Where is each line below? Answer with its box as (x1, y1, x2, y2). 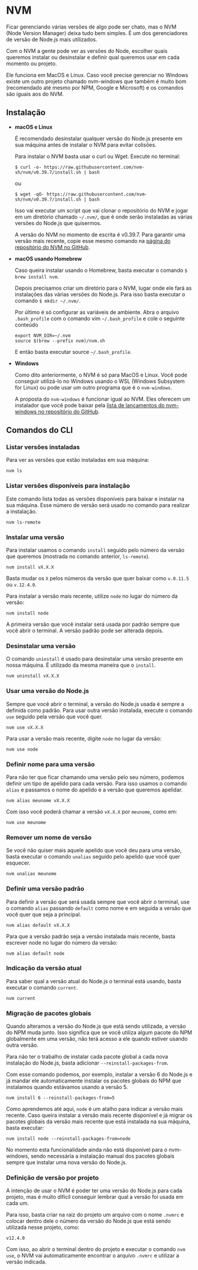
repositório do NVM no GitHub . (14, 243, 90, 251)
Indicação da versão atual (6, 964, 82, 973)
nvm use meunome (6, 819, 46, 825)
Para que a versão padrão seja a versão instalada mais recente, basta (6, 933, 176, 940)
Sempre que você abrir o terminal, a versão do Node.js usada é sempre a (6, 700, 184, 707)
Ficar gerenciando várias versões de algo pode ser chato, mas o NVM (6, 23, 177, 30)
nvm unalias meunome (6, 871, 57, 877)
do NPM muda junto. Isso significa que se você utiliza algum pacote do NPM (6, 1029, 192, 1036)
